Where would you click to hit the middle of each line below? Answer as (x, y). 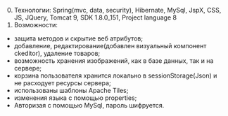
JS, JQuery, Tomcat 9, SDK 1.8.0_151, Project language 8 (95, 17)
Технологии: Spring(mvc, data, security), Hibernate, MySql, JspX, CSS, (118, 10)
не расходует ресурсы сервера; (62, 83)
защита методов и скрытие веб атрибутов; (78, 38)
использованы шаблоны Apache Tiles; (71, 90)
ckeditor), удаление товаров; (57, 53)
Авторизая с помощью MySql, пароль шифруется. (89, 105)
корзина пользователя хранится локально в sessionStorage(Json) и (115, 75)
